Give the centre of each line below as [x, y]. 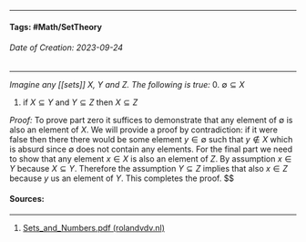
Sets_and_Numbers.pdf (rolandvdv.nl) [94, 228]
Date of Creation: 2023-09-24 [66, 47]
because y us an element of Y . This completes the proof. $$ [122, 178]
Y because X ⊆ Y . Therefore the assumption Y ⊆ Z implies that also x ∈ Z [149, 168]
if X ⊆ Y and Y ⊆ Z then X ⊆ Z [80, 102]
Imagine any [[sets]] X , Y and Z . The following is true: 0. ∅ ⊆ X [127, 84]
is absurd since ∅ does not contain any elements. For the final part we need [151, 149]
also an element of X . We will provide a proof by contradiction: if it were [143, 130]
